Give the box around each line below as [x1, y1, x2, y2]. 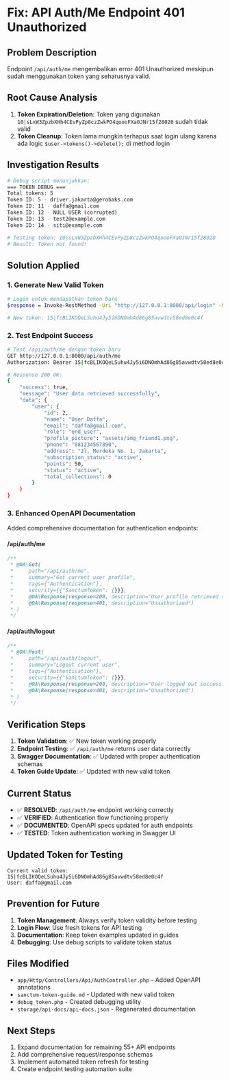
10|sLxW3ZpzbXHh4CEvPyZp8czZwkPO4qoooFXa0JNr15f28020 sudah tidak [16, 117, 209, 125]
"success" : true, [19, 384, 69, 391]
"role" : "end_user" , [43, 428, 103, 436]
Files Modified [7, 957, 70, 969]
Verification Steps [7, 718, 86, 731]
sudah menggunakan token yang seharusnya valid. [7, 72, 151, 80]
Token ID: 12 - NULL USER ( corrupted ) [7, 209, 118, 216]
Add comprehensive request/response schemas [16, 1051, 153, 1059]
